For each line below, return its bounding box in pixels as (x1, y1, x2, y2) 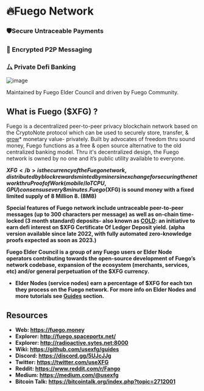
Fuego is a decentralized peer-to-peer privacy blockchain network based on (6, 123, 198, 130)
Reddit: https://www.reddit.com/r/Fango (15, 365, 121, 372)
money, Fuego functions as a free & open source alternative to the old (6, 142, 181, 150)
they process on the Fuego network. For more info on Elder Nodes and (15, 286, 196, 293)
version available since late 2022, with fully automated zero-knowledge (6, 230, 192, 238)
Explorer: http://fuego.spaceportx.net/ (15, 333, 116, 340)
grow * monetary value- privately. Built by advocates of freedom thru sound (6, 136, 195, 143)
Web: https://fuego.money (15, 326, 85, 333)
